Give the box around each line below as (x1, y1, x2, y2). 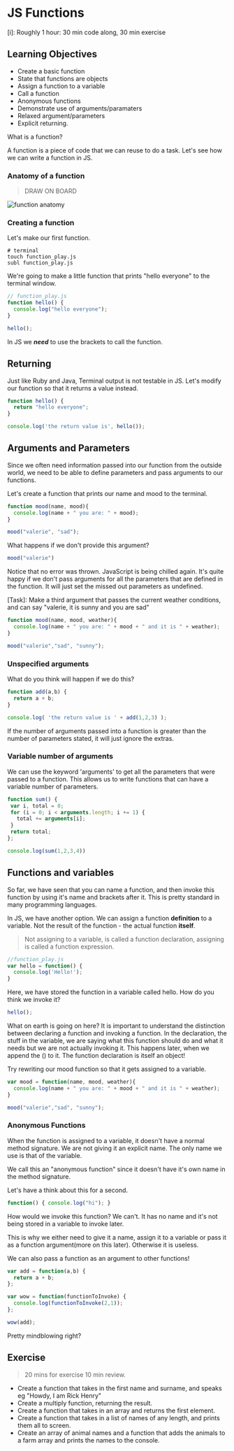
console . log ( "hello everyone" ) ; (13, 306, 108, 313)
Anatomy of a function (7, 171, 85, 181)
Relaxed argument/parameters (17, 111, 105, 120)
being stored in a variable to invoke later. (7, 1219, 124, 1228)
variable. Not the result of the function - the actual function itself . (7, 921, 196, 930)
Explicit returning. (17, 119, 68, 127)
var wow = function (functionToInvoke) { (7, 1293, 127, 1301)
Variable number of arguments (7, 751, 114, 761)
